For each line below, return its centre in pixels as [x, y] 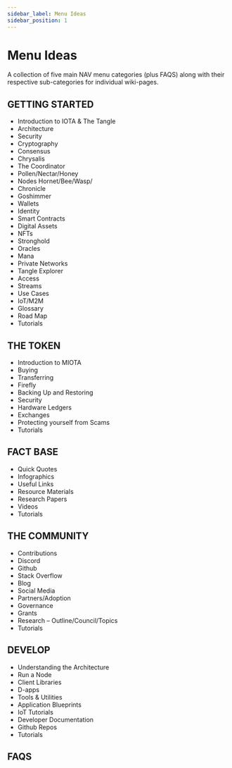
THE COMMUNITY [48, 536]
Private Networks [43, 264]
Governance [36, 605]
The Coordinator [41, 166]
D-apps [28, 689]
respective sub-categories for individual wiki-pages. [83, 82]
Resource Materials [45, 491]
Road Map [32, 316]
